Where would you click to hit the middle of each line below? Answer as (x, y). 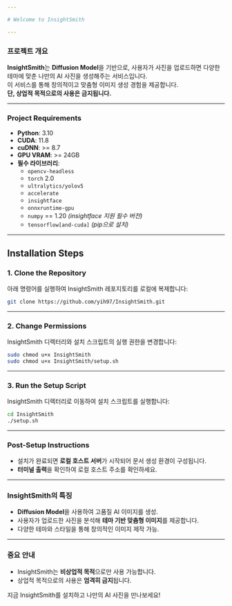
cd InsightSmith (30, 415)
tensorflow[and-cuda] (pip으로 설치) (78, 224)
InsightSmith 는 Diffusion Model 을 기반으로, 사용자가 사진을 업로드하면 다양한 (114, 67)
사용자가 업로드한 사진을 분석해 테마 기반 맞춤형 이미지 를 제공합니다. (108, 520)
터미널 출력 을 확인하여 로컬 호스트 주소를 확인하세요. (87, 469)
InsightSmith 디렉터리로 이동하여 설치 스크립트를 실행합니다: (88, 402)
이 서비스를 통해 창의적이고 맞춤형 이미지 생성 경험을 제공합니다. (93, 84)
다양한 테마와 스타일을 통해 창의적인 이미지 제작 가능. (88, 529)
